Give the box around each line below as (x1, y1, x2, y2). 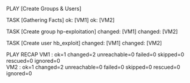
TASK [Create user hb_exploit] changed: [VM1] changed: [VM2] (6, 40, 163, 46)
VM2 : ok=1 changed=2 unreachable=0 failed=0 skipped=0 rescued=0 (6, 63, 180, 71)
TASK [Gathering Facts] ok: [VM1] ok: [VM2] (6, 17, 115, 23)
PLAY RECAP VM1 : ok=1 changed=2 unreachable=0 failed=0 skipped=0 (6, 51, 185, 58)
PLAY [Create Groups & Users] (6, 5, 82, 12)
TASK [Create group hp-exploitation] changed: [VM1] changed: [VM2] (6, 28, 178, 35)
